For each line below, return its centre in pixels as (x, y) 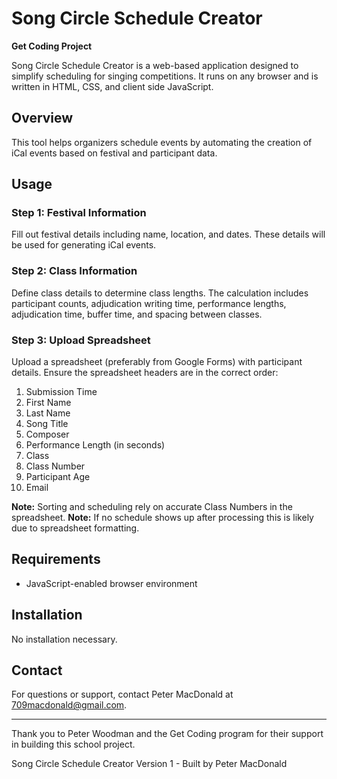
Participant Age (58, 477)
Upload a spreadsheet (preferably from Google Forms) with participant (157, 362)
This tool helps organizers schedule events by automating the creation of (162, 142)
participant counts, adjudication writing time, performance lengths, (149, 303)
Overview (42, 118)
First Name (48, 403)
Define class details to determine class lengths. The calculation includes (160, 293)
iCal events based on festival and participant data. (114, 153)
